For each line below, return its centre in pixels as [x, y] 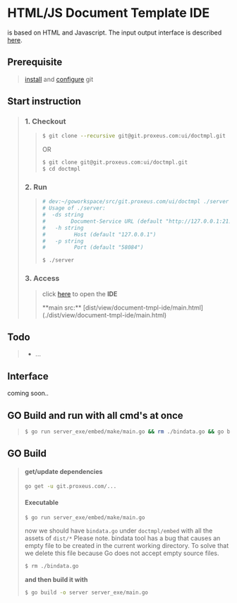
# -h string [63, 228]
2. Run [36, 187]
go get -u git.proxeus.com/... [71, 487]
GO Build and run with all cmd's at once [95, 415]
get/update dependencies [63, 471]
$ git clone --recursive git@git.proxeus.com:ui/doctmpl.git [134, 136]
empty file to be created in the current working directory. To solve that [127, 546]
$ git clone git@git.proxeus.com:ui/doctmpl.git [115, 163]
